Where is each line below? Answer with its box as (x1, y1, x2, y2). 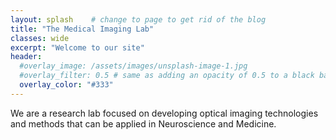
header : (10, 52, 43, 62)
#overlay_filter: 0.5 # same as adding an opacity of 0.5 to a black (19, 71, 315, 81)
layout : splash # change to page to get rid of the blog (10, 14, 267, 25)
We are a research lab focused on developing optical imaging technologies (10, 107, 319, 119)
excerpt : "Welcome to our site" (10, 42, 145, 53)
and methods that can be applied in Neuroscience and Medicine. (10, 117, 277, 130)
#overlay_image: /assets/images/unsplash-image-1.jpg (19, 61, 248, 71)
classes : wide (10, 33, 70, 43)
